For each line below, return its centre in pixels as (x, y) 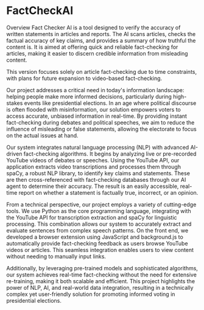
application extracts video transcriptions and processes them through (94, 167)
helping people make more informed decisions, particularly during (89, 96)
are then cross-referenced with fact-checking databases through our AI (96, 179)
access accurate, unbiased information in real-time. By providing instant (97, 116)
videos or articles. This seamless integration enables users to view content (100, 250)
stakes (15, 103)
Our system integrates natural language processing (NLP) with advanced (98, 147)
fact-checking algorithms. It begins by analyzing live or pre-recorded (110, 154)
